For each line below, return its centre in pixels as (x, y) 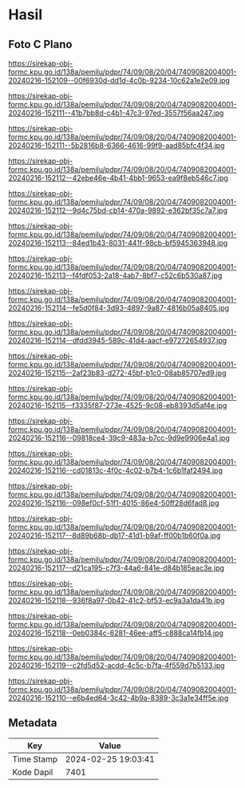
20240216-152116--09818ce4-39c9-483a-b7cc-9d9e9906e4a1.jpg (119, 438)
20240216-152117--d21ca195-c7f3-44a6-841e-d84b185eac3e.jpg (117, 568)
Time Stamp (35, 759)
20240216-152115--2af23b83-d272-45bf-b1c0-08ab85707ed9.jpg (117, 373)
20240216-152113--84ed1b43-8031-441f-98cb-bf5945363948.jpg (118, 243)
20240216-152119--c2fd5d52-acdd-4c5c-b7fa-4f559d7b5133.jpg (117, 665)
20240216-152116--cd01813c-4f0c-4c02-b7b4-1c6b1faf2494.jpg (116, 470)
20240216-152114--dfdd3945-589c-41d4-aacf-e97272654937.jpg (118, 340)
